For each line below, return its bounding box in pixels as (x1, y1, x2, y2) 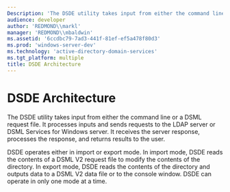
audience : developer (7, 16, 66, 23)
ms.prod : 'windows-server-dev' (7, 42, 97, 49)
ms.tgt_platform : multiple (7, 55, 84, 61)
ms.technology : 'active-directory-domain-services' (7, 49, 157, 55)
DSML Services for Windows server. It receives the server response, (7, 127, 201, 135)
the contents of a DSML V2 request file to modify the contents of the (7, 155, 201, 163)
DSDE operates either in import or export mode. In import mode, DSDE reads (7, 148, 223, 156)
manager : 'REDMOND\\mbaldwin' (7, 29, 94, 36)
